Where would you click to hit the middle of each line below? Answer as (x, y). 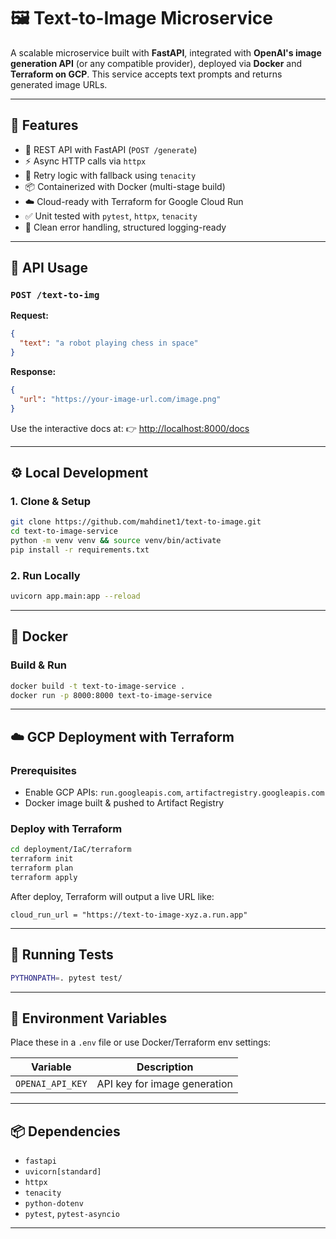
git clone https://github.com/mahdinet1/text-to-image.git (136, 522)
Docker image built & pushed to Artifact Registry (124, 803)
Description (165, 1067)
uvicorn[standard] (63, 1172)
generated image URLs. (59, 84)
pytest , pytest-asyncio (72, 1214)
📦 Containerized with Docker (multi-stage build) (125, 186)
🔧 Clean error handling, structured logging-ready (125, 227)
